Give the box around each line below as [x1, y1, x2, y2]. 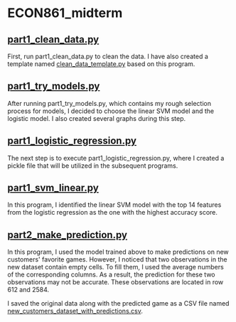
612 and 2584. [7, 286, 50, 294]
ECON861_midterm [7, 5, 123, 21]
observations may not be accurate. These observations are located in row [7, 278, 224, 286]
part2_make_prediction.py [7, 229, 128, 241]
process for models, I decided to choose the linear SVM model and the [7, 107, 215, 115]
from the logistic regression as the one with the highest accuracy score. [7, 208, 218, 217]
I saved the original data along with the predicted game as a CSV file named [7, 299, 230, 308]
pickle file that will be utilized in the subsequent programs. [7, 161, 178, 170]
